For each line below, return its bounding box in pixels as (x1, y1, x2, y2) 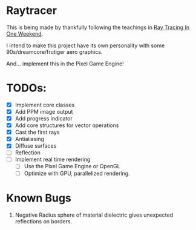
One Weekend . (6, 30, 44, 37)
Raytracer (6, 4, 57, 18)
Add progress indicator (15, 115, 73, 122)
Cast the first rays (15, 128, 60, 136)
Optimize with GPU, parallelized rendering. (24, 169, 130, 177)
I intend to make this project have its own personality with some (6, 42, 165, 49)
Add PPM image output (15, 108, 73, 115)
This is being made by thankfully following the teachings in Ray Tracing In (6, 24, 190, 31)
